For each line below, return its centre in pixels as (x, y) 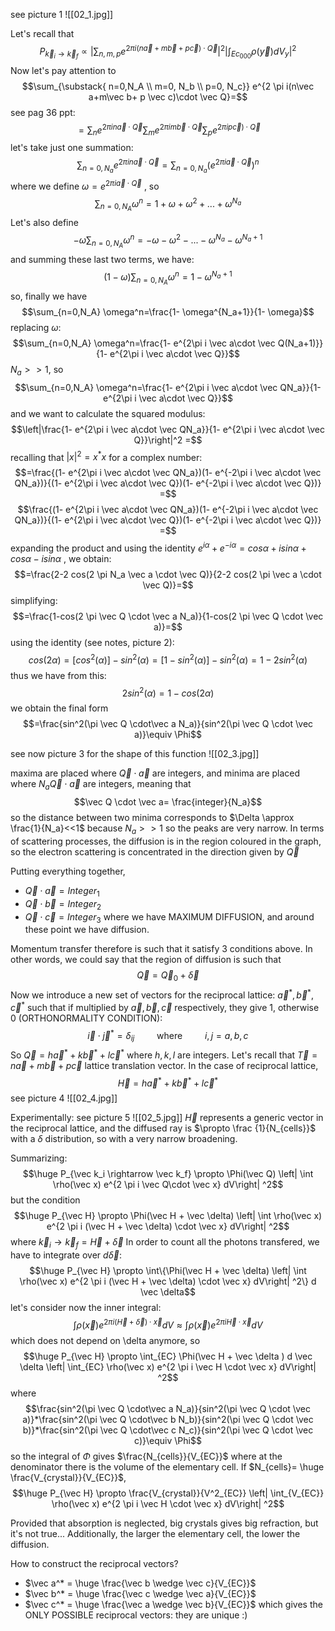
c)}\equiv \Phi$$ (168, 1440)
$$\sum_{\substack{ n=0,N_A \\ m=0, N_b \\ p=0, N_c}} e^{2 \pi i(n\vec (168, 86)
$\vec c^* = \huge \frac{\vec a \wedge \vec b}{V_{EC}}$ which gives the (173, 1604)
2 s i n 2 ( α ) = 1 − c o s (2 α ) (168, 692)
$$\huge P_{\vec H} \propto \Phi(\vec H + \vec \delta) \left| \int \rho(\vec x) (168, 1216)
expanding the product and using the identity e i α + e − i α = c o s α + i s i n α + (158, 547)
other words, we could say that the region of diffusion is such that (146, 960)
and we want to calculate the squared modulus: (108, 413)
